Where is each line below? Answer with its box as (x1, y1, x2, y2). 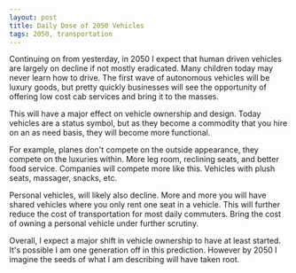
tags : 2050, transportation (9, 29, 113, 38)
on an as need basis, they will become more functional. (9, 128, 211, 138)
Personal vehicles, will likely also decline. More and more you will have (9, 190, 267, 200)
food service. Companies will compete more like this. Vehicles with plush (9, 163, 276, 174)
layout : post (9, 12, 58, 22)
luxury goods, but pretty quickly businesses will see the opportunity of (9, 82, 268, 93)
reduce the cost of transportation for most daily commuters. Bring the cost (9, 209, 282, 220)
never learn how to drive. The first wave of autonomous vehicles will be (9, 73, 270, 83)
